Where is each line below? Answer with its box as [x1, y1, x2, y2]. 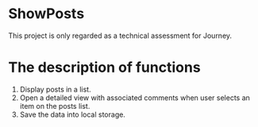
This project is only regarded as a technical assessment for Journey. [8, 31, 233, 40]
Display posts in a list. [19, 84, 91, 94]
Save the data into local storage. [19, 110, 125, 119]
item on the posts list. [19, 101, 90, 110]
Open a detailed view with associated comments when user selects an [19, 92, 250, 103]
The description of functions [8, 58, 201, 77]
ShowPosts [8, 5, 85, 23]
